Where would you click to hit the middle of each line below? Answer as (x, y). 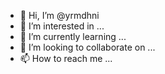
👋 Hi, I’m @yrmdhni (59, 15)
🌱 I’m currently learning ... (73, 36)
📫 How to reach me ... (66, 58)
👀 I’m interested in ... (62, 26)
